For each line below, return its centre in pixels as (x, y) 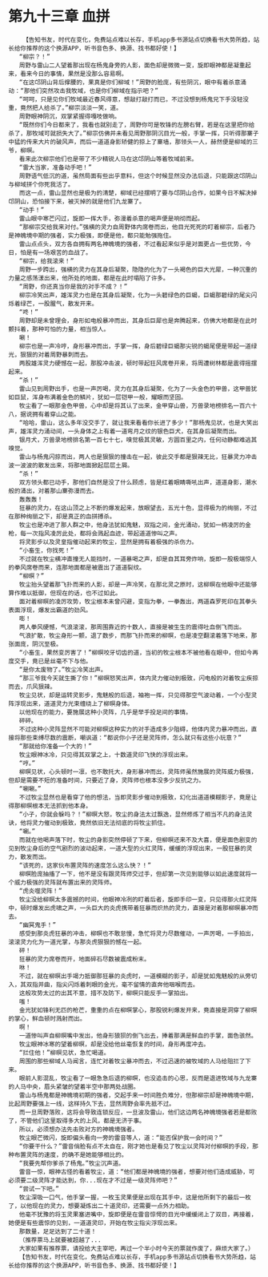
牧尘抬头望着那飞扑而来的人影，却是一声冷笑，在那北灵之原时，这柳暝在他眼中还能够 (138, 584)
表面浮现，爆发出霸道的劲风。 (50, 610)
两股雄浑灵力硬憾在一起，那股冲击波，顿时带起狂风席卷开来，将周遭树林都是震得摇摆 (138, 363)
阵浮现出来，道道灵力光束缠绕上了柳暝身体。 (71, 703)
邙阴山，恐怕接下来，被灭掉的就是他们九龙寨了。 (77, 201)
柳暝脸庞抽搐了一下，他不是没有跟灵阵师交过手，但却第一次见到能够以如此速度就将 (135, 874)
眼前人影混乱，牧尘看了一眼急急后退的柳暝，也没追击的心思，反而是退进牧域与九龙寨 (138, 1078)
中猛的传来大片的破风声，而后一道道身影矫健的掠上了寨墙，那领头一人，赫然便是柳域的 (130, 142)
